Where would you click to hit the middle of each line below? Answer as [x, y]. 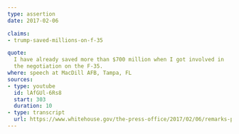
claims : [19, 33]
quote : [17, 53]
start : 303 [30, 99]
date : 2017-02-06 [33, 21]
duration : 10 [33, 106]
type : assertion [31, 14]
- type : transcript [36, 113]
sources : [20, 79]
